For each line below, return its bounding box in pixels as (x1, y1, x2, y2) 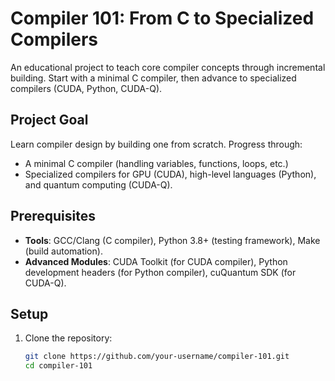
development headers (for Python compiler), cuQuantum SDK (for (24, 266, 297, 278)
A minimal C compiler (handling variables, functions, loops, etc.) (24, 157, 289, 169)
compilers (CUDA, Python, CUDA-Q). (10, 82, 163, 94)
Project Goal (10, 112, 89, 129)
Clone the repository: (24, 332, 113, 344)
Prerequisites (10, 208, 96, 225)
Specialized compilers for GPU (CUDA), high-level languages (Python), (24, 168, 317, 180)
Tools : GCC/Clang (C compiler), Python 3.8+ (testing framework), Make (24, 234, 321, 246)
